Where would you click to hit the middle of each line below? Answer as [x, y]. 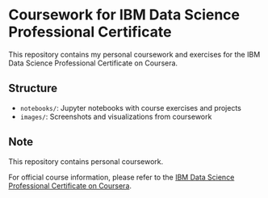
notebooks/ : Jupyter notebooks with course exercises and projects [131, 107]
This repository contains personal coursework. [86, 161]
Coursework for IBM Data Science [124, 15]
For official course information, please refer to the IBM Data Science [121, 177]
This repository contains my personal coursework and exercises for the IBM [134, 54]
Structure [33, 88]
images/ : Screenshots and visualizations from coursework [116, 116]
